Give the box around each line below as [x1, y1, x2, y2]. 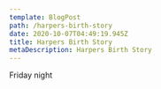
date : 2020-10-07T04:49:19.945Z [9, 29, 128, 38]
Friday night [9, 70, 53, 80]
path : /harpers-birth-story [9, 21, 113, 30]
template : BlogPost [9, 12, 81, 22]
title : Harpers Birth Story [9, 37, 113, 47]
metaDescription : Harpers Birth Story [9, 46, 152, 55]
